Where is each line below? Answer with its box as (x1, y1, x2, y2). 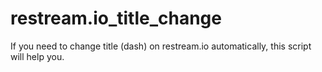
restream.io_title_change (10, 7, 222, 30)
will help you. (10, 50, 65, 62)
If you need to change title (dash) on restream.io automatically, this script (10, 40, 312, 52)
